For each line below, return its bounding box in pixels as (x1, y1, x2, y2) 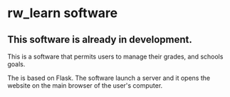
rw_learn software (7, 5, 118, 21)
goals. (7, 60, 26, 68)
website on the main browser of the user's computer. (7, 81, 163, 90)
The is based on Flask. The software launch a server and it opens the (7, 73, 211, 82)
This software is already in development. (7, 34, 192, 46)
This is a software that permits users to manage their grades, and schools (7, 52, 224, 61)
